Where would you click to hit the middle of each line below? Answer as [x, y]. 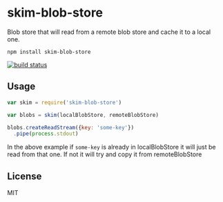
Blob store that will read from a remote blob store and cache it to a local [109, 32]
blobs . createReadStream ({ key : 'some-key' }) [71, 127]
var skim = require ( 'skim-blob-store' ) [65, 102]
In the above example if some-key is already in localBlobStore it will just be [111, 147]
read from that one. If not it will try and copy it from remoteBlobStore [105, 154]
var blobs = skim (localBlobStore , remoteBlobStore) [83, 115]
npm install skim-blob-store [49, 52]
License [25, 176]
